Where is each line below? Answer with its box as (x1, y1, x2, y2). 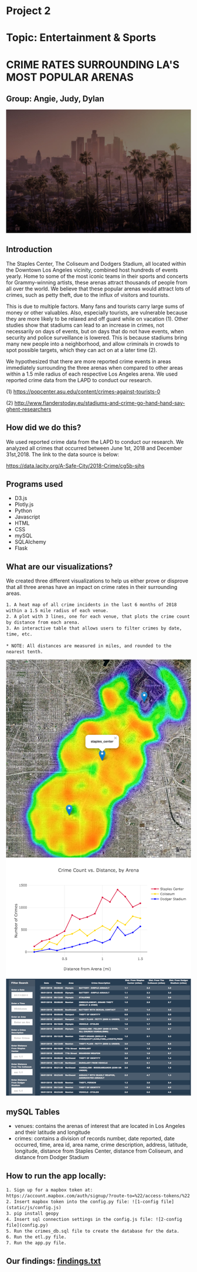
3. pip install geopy (6, 1211, 59, 1217)
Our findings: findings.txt (6, 1256, 101, 1266)
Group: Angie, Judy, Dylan (6, 93, 104, 103)
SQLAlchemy (14, 538, 46, 545)
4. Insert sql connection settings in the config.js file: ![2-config (6, 1217, 182, 1223)
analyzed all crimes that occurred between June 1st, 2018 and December (6, 444, 183, 451)
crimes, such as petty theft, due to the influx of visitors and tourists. (6, 291, 170, 298)
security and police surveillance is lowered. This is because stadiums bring (6, 334, 188, 341)
